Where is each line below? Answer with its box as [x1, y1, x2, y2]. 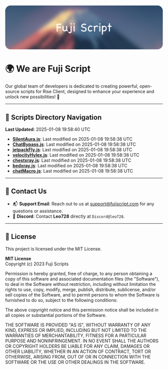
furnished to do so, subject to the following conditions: [5, 297, 117, 303]
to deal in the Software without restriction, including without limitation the [5, 281, 156, 287]
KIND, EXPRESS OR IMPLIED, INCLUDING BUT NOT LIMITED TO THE [5, 327, 147, 333]
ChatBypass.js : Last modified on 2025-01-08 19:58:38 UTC [12, 141, 136, 148]
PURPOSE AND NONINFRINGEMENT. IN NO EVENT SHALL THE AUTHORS [5, 337, 159, 343]
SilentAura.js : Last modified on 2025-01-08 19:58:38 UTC [12, 136, 132, 142]
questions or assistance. [12, 208, 63, 214]
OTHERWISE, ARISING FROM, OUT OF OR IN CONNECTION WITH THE [5, 353, 151, 359]
